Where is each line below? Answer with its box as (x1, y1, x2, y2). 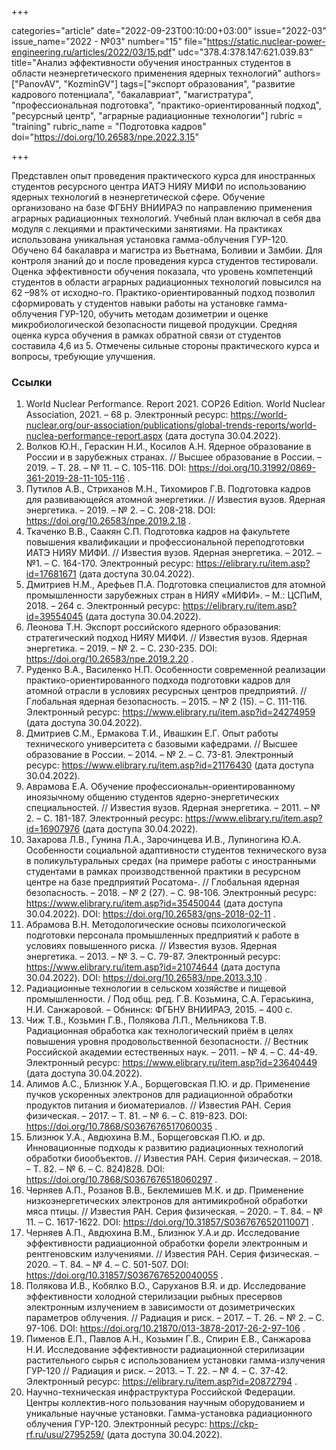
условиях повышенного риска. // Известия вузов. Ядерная (25, 940, 278, 952)
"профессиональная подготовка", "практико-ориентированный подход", (11, 99, 322, 111)
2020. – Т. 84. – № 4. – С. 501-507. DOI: (25, 1259, 189, 1271)
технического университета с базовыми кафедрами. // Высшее (25, 738, 298, 750)
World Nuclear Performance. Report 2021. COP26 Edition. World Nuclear (25, 398, 326, 410)
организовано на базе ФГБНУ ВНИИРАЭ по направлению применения (11, 202, 313, 213)
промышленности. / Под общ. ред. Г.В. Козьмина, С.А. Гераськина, (25, 993, 314, 1005)
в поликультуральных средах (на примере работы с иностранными (25, 855, 316, 867)
